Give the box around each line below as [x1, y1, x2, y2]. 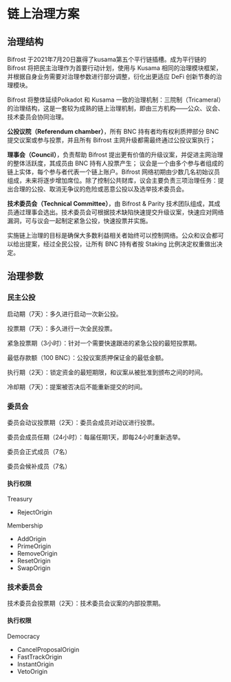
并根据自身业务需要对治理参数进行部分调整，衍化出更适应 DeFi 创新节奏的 [7, 73, 217, 80]
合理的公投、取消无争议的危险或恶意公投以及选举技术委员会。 [12, 185, 188, 193]
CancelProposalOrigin [16, 645, 80, 653]
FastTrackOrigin [16, 652, 63, 661]
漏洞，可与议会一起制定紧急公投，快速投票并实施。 [7, 217, 152, 225]
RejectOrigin [16, 508, 53, 516]
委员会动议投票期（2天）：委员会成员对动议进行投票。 [7, 418, 159, 427]
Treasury [7, 495, 33, 503]
